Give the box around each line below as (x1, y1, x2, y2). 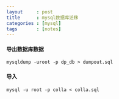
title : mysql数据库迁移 (6, 15, 79, 21)
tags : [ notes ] (6, 26, 62, 32)
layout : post (6, 9, 53, 15)
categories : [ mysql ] (6, 20, 62, 26)
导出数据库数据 (6, 45, 44, 52)
